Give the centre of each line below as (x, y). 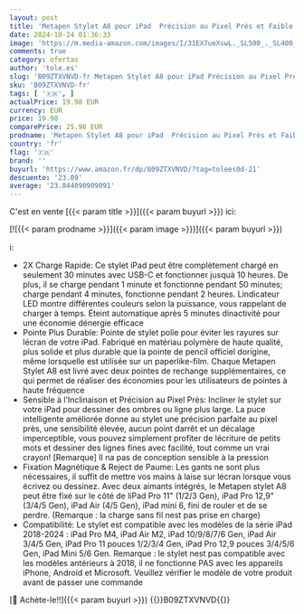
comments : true (38, 52)
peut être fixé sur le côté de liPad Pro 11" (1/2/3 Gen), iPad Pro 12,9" (148, 496)
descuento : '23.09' (46, 177)
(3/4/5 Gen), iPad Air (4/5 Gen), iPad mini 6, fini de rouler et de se (145, 505)
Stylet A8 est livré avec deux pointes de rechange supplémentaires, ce (154, 371)
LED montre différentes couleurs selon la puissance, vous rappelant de (154, 304)
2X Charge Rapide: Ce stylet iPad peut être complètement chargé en (150, 265)
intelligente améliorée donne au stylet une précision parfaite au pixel (150, 419)
